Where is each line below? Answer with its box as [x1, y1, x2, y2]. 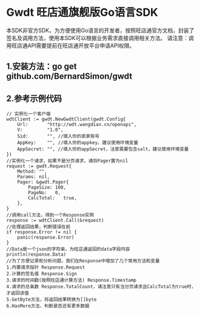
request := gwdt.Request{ [6, 163, 72, 170]
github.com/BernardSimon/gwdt [6, 71, 133, 82]
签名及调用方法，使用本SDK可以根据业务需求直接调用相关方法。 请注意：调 [6, 34, 194, 41]
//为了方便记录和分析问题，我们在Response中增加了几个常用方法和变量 [6, 258, 160, 264]
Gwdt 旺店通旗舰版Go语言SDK [6, 5, 159, 19]
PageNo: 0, [28, 190, 61, 196]
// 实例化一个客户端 [6, 111, 51, 117]
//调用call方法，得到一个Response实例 [6, 212, 95, 218]
